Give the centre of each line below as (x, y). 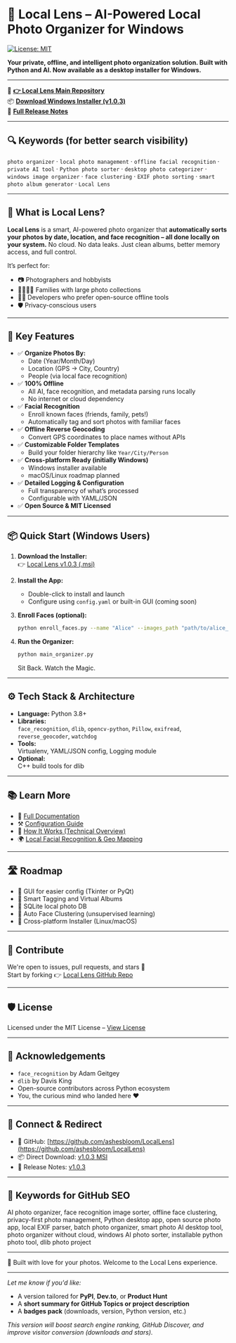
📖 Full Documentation (48, 816)
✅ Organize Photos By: (52, 353)
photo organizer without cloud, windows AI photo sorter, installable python (115, 1235)
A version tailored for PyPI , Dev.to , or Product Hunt (92, 1297)
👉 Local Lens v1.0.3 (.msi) (56, 564)
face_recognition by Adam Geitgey (68, 1073)
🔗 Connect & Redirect (55, 1125)
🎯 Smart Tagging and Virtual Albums (70, 899)
